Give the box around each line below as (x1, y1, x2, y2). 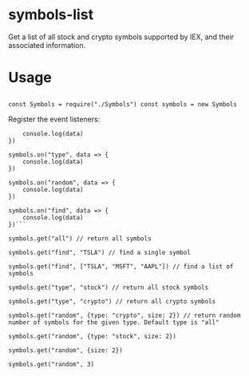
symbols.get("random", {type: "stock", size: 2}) (8, 332, 177, 340)
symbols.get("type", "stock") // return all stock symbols (8, 283, 209, 291)
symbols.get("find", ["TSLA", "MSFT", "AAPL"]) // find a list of (8, 262, 234, 271)
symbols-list (8, 6, 94, 24)
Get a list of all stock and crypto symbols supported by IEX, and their (8, 32, 235, 42)
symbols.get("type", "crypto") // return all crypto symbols (8, 297, 216, 305)
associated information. (8, 40, 86, 49)
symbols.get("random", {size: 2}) (8, 346, 124, 354)
